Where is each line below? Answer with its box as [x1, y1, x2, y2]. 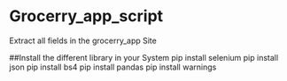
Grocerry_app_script [9, 6, 164, 26]
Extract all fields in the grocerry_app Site [9, 35, 157, 46]
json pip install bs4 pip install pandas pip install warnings [9, 62, 217, 72]
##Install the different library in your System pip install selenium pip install [9, 52, 279, 63]
